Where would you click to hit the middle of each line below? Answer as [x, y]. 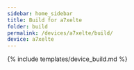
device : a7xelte [31, 40]
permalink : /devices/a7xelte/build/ [60, 33]
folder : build [28, 26]
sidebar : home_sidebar [40, 14]
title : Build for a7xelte [44, 20]
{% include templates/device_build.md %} [67, 59]
